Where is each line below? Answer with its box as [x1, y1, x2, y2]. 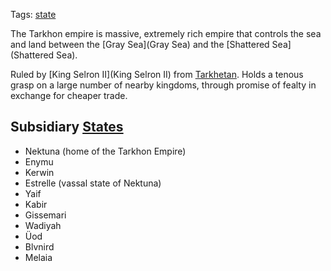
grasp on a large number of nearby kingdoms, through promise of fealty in [10, 79, 317, 91]
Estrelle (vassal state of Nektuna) [24, 177, 162, 189]
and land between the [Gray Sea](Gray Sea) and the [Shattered [10, 39, 270, 50]
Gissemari [24, 209, 67, 221]
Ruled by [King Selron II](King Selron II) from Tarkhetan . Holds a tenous [10, 69, 304, 80]
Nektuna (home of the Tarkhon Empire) [24, 145, 187, 157]
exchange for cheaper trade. [10, 90, 128, 101]
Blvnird [24, 240, 55, 253]
